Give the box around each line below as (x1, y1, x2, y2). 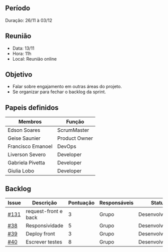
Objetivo (5, 70, 32, 79)
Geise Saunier (7, 135, 41, 142)
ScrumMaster (57, 127, 89, 134)
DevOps (57, 143, 76, 150)
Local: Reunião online (12, 56, 57, 62)
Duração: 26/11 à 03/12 (5, 17, 52, 23)
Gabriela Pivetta (7, 159, 45, 166)
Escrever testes (25, 238, 62, 245)
